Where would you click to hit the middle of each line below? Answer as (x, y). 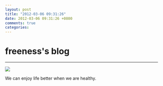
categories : (17, 28)
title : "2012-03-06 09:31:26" (36, 14)
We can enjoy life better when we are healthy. (51, 78)
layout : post (18, 9)
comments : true (20, 23)
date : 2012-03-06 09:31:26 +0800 (39, 18)
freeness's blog (37, 51)
